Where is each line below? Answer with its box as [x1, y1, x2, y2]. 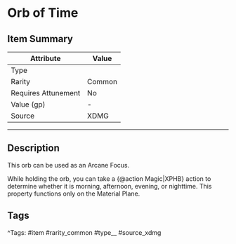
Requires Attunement [11, 88, 81, 97]
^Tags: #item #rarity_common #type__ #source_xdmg [7, 228, 162, 236]
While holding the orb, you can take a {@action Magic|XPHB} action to [7, 174, 211, 183]
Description [7, 142, 60, 154]
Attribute [30, 54, 61, 63]
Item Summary [7, 33, 74, 45]
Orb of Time [7, 5, 79, 21]
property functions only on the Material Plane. [7, 189, 140, 198]
